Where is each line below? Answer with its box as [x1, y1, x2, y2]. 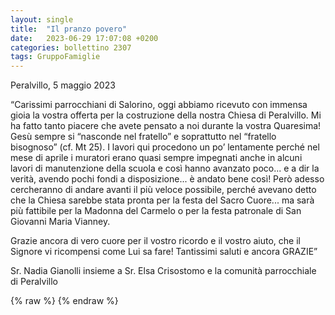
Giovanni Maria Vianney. [10, 216, 111, 228]
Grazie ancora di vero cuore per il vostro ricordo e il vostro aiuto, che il [10, 235, 301, 247]
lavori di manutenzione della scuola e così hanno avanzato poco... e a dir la [10, 162, 320, 175]
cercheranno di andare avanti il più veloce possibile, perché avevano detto [10, 184, 317, 196]
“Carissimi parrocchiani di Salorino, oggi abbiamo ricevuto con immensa [10, 99, 308, 111]
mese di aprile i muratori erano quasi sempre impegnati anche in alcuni [10, 152, 303, 164]
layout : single [10, 14, 74, 25]
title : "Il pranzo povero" [10, 24, 128, 34]
